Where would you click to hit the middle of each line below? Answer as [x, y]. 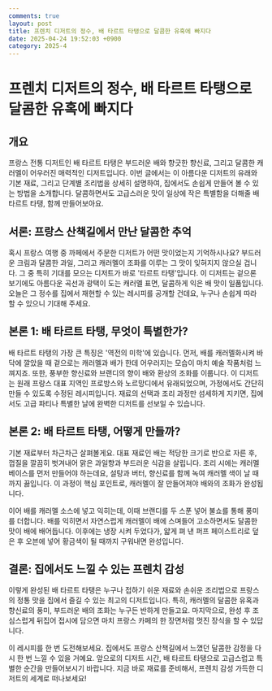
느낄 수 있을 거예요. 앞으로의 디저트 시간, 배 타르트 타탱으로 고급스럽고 [144, 658]
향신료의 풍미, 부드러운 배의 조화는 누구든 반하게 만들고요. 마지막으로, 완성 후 [130, 611]
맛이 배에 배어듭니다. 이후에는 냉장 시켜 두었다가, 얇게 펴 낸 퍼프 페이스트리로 [130, 531]
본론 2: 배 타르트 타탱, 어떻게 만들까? [95, 432]
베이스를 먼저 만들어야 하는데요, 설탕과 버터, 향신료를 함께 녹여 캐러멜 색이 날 [130, 473]
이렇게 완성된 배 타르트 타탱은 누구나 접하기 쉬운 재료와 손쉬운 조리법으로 [123, 590]
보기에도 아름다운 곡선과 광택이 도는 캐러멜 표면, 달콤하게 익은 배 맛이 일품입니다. [136, 283]
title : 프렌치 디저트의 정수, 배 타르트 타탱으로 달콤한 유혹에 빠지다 [110, 31]
